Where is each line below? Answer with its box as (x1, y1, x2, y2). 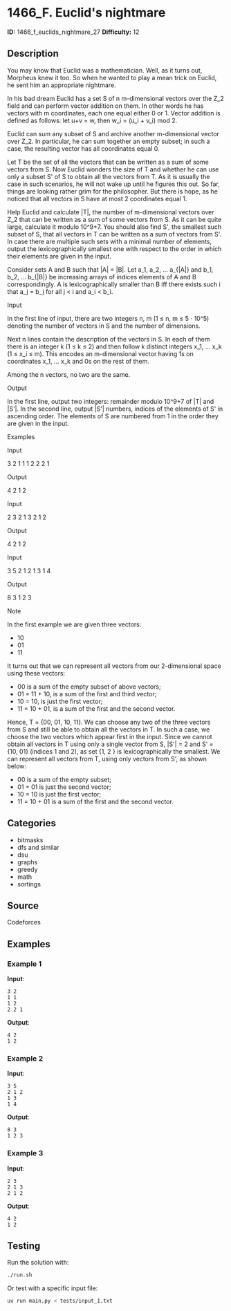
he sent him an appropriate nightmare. (7, 81, 116, 89)
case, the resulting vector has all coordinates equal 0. (7, 144, 160, 153)
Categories (7, 817, 57, 829)
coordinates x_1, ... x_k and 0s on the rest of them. (7, 357, 150, 365)
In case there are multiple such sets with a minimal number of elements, (7, 237, 212, 245)
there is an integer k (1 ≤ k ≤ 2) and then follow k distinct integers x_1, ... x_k (7, 342, 223, 351)
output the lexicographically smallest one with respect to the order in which (7, 244, 222, 253)
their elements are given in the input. (7, 252, 112, 260)
